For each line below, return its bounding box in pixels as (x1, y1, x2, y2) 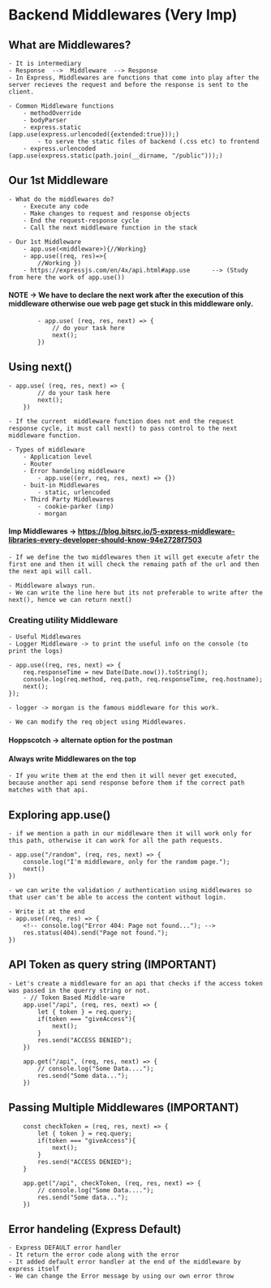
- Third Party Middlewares (23, 495, 114, 504)
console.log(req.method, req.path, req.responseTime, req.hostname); (23, 676, 264, 684)
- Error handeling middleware (23, 466, 126, 475)
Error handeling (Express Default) (8, 1222, 182, 1236)
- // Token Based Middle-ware (23, 994, 126, 1002)
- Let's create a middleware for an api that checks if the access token (8, 979, 264, 987)
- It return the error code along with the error (8, 1251, 180, 1259)
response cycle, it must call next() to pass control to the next (8, 424, 238, 432)
